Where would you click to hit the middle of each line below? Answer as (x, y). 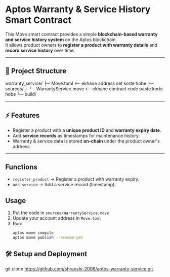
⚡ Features (23, 115)
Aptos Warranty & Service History (78, 9)
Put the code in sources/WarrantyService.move (61, 213)
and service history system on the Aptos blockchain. (61, 40)
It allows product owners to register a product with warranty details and (81, 45)
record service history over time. (40, 50)
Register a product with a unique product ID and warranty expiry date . (87, 130)
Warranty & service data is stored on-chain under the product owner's (86, 141)
